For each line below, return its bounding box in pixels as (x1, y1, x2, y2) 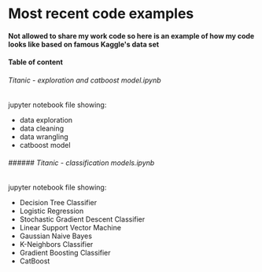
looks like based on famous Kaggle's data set (8, 39, 160, 49)
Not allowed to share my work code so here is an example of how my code (8, 31, 255, 40)
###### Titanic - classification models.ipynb (8, 158, 155, 167)
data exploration (19, 115, 73, 124)
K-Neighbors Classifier (19, 239, 94, 248)
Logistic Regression (19, 206, 84, 215)
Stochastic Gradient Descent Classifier (19, 214, 146, 224)
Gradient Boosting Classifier (19, 248, 112, 257)
